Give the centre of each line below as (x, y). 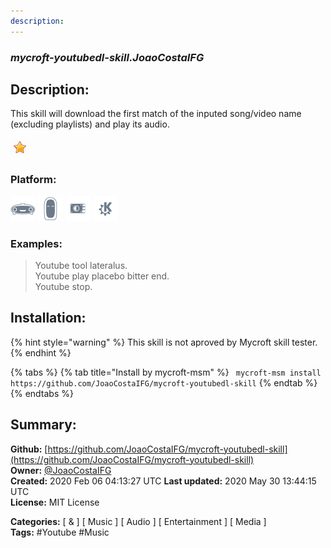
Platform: (33, 180)
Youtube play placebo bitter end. (102, 276)
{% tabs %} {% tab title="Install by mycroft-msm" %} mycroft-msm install (166, 372)
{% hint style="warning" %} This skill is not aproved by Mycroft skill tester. (164, 342)
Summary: (43, 425)
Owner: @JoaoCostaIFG (61, 470)
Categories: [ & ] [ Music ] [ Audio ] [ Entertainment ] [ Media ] (138, 521)
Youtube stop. (63, 286)
